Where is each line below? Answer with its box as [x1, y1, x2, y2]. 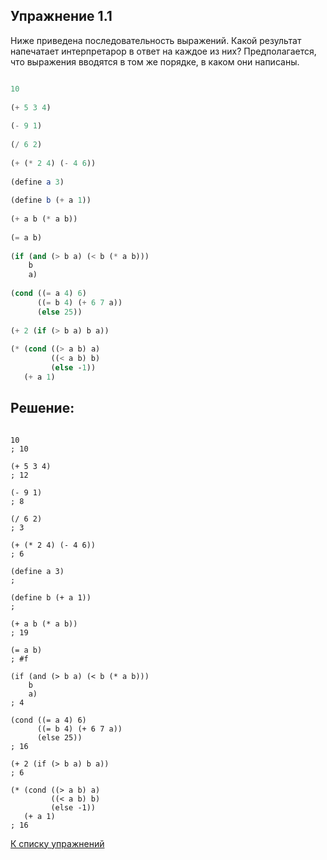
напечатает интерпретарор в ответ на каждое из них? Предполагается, [10, 45, 317, 57]
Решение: [10, 400, 75, 417]
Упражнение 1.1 [10, 8, 113, 25]
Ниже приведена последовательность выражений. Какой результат [10, 34, 302, 46]
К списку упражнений [10, 837, 105, 849]
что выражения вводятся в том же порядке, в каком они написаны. [10, 55, 300, 68]
